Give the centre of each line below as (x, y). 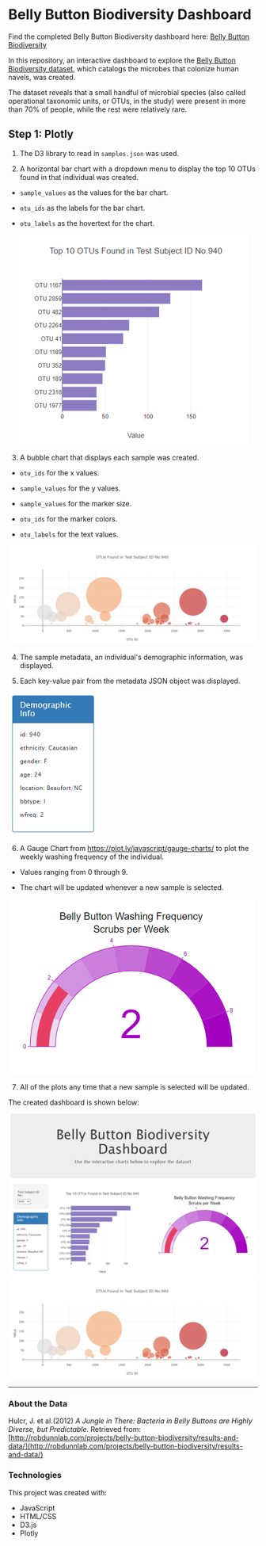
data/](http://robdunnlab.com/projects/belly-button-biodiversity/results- (125, 1446)
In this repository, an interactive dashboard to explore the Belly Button (122, 60)
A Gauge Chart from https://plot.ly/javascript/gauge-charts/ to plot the (134, 848)
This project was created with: (57, 1492)
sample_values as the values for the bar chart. (94, 193)
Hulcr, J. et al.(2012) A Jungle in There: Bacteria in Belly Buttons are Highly (131, 1421)
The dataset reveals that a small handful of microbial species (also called (127, 92)
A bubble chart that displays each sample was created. (109, 457)
